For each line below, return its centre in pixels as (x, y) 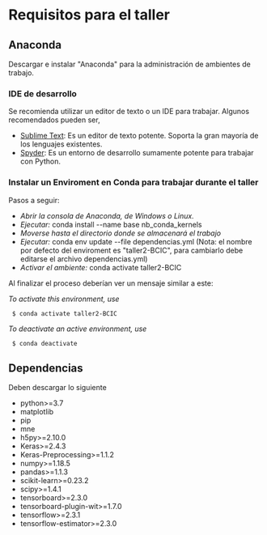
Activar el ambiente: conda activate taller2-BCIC (101, 267)
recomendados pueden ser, (54, 120)
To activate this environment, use (64, 299)
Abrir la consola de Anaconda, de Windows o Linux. (107, 215)
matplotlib (37, 412)
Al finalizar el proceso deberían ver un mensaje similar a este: (111, 283)
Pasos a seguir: (34, 200)
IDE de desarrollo (42, 93)
